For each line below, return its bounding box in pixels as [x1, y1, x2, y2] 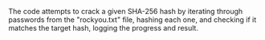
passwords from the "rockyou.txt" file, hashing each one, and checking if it [8, 15, 257, 24]
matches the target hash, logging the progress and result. [8, 24, 199, 32]
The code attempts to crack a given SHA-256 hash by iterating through [8, 7, 243, 16]
